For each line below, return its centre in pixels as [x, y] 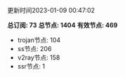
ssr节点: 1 [31, 66]
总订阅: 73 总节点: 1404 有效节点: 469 [63, 25]
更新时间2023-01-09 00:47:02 [51, 10]
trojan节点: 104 [39, 40]
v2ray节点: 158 [39, 57]
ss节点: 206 [34, 49]
